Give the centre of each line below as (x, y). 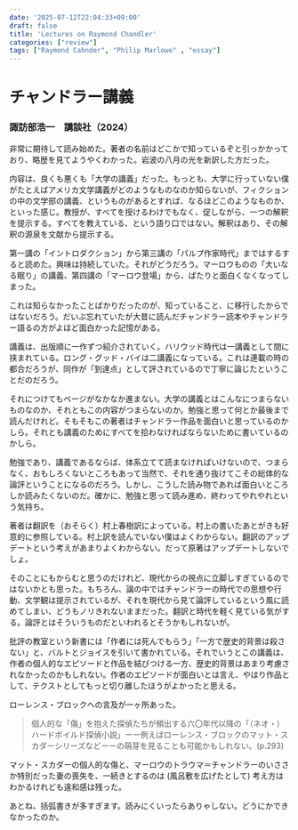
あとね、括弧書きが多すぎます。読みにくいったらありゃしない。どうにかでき (149, 805)
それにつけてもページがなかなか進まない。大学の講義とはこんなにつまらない (149, 399)
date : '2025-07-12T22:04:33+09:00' (75, 17)
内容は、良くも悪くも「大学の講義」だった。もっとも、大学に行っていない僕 (149, 178)
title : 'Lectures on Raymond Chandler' (83, 34)
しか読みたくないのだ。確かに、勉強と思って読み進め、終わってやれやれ (141, 496)
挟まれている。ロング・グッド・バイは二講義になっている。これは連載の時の (149, 358)
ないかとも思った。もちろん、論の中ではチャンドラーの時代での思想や (145, 589)
